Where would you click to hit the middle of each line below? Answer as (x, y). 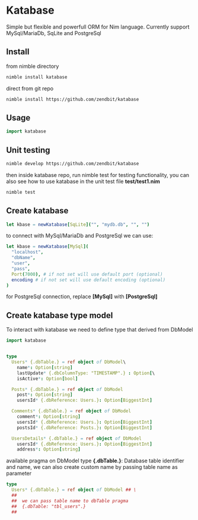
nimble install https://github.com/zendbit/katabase (73, 99)
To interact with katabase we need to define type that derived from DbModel (100, 330)
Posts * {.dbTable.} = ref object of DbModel (67, 389)
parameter (19, 474)
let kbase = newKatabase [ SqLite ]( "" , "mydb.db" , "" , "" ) (78, 224)
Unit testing (28, 150)
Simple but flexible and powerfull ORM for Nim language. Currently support (98, 27)
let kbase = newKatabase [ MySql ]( (47, 247)
